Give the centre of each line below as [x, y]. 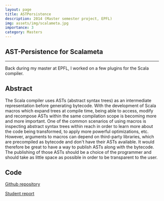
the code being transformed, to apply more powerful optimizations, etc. [77, 131]
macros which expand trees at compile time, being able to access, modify [79, 110]
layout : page [18, 9]
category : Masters [24, 32]
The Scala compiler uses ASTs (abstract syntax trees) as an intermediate [78, 100]
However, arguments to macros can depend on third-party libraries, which [80, 136]
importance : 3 [20, 28]
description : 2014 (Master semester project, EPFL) [59, 18]
